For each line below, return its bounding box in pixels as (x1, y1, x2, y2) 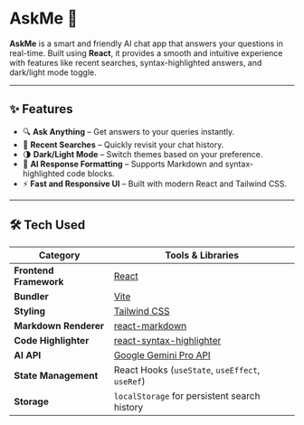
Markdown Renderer (14, 319, 105, 332)
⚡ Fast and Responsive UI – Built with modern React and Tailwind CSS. (22, 178, 288, 189)
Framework (14, 275, 64, 288)
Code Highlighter (14, 334, 90, 346)
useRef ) (113, 374, 146, 387)
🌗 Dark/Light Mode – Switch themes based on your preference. (22, 148, 263, 159)
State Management (14, 369, 99, 382)
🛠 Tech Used (9, 217, 86, 233)
